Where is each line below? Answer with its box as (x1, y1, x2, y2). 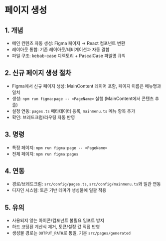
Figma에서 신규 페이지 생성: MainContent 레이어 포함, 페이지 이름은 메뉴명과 (11, 83, 162, 89)
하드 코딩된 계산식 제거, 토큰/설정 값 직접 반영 (11, 223, 100, 230)
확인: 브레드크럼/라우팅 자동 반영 (11, 114, 75, 120)
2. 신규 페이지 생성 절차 (4, 68, 72, 77)
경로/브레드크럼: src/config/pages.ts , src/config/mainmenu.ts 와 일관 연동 (11, 181, 161, 187)
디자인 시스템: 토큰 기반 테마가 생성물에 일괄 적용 (11, 187, 107, 193)
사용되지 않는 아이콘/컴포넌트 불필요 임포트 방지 (11, 217, 105, 223)
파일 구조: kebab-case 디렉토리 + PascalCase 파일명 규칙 (11, 53, 126, 58)
